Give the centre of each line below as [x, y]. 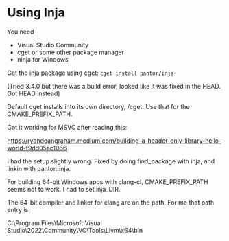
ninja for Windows [43, 59]
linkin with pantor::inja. [39, 168]
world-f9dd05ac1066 [37, 148]
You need [21, 32]
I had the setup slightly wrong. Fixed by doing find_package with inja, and [111, 161]
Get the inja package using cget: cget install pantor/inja [91, 73]
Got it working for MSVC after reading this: [67, 127]
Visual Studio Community [53, 45]
